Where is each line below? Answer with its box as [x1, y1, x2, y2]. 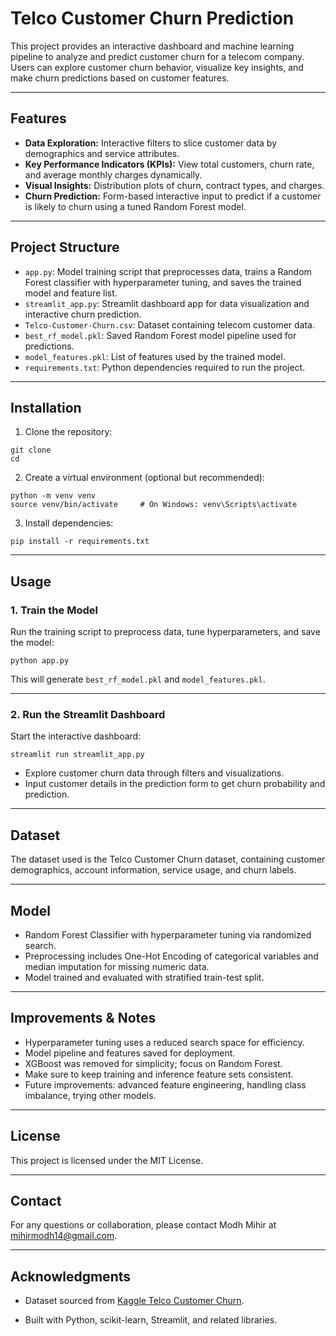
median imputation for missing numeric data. [24, 960, 210, 972]
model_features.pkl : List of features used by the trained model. [24, 350, 286, 362]
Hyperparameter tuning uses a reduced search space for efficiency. [24, 1036, 305, 1048]
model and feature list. [24, 287, 118, 299]
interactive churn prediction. [24, 308, 142, 320]
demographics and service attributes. [24, 147, 180, 159]
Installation [10, 399, 82, 416]
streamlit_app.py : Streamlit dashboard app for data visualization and [24, 297, 310, 309]
